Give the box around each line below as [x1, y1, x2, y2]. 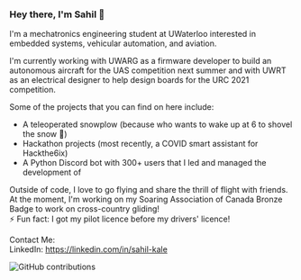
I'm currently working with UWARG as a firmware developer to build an [9, 56, 272, 67]
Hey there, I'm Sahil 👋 [9, 8, 105, 21]
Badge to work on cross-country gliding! [9, 203, 160, 214]
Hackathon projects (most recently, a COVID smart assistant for [22, 139, 259, 149]
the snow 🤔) [22, 129, 68, 140]
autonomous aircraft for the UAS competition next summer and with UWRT [9, 65, 287, 76]
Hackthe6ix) [22, 148, 68, 158]
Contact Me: [9, 234, 56, 246]
